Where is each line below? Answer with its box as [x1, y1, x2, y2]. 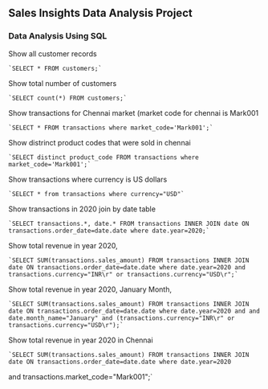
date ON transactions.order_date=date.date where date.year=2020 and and [8, 307, 261, 315]
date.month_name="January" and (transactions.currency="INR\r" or [8, 313, 235, 322]
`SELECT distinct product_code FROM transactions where [8, 153, 199, 162]
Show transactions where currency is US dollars [8, 174, 168, 184]
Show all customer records [8, 48, 98, 59]
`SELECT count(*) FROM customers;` [8, 94, 128, 102]
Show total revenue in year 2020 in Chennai [8, 335, 154, 345]
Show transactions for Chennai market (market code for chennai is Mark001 [8, 108, 259, 117]
